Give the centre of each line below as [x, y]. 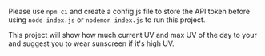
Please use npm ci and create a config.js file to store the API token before [129, 11]
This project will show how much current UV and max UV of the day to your [133, 35]
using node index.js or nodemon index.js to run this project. [107, 20]
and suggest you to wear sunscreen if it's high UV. [91, 43]
